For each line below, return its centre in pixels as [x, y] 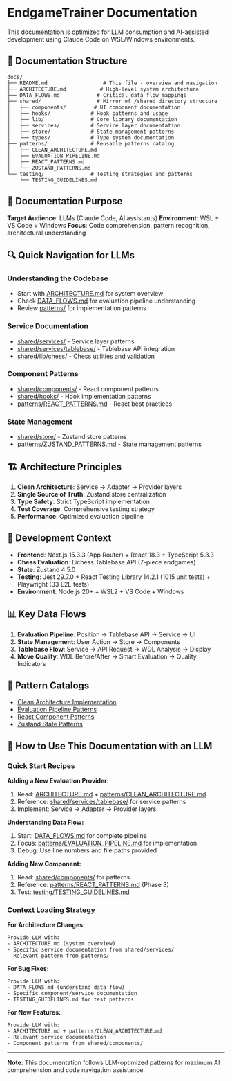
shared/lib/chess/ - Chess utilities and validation [86, 356]
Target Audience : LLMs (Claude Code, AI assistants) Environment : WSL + [113, 218]
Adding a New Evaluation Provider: [58, 781]
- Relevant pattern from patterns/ [58, 956]
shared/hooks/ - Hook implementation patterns [84, 396]
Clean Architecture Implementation [67, 702]
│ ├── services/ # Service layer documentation [94, 125]
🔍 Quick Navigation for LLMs [71, 255]
